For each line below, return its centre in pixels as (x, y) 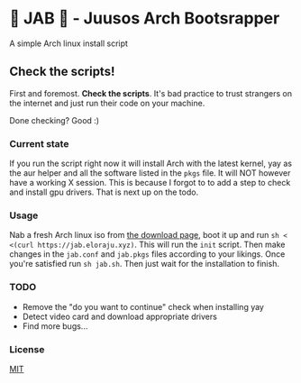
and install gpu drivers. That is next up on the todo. (104, 192)
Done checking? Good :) (55, 120)
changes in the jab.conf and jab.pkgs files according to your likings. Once (147, 254)
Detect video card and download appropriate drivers (120, 316)
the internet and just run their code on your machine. (107, 103)
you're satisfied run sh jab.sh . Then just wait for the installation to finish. (144, 264)
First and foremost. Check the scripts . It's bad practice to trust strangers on (151, 93)
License (27, 349)
